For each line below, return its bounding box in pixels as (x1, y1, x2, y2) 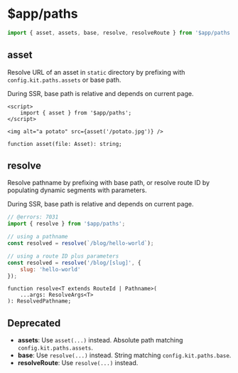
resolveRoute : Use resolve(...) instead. (17, 359, 139, 367)
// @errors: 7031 (7, 214, 59, 221)
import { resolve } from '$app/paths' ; (7, 220, 126, 228)
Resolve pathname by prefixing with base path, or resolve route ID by (7, 179, 210, 187)
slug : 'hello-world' (20, 266, 81, 273)
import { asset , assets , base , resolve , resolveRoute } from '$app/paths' (7, 29, 234, 36)
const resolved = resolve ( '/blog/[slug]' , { (7, 259, 141, 266)
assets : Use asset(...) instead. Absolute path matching (17, 336, 183, 345)
